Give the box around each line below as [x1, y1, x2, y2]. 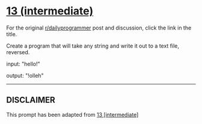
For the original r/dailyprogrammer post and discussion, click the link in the [6, 24, 192, 31]
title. [6, 30, 17, 37]
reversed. [6, 48, 30, 55]
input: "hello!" [6, 60, 40, 67]
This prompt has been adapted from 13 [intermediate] [6, 111, 139, 118]
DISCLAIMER [6, 95, 55, 105]
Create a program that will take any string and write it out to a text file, [6, 42, 179, 49]
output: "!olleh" [6, 72, 44, 79]
